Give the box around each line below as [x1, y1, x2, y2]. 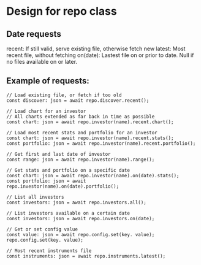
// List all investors [6, 194, 64, 200]
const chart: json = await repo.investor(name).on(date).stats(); [6, 172, 180, 179]
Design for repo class [6, 4, 118, 18]
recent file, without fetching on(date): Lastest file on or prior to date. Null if [6, 52, 194, 59]
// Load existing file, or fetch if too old [6, 92, 122, 98]
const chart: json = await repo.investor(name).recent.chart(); [6, 118, 174, 125]
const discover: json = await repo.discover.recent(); [6, 97, 150, 104]
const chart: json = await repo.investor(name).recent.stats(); [6, 135, 174, 141]
